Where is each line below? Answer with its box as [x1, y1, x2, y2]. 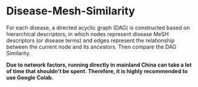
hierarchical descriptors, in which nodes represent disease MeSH [6, 30, 169, 37]
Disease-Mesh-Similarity [6, 4, 135, 18]
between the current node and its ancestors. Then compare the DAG [6, 43, 177, 50]
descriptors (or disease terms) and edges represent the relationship [6, 37, 175, 44]
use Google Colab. [6, 74, 54, 81]
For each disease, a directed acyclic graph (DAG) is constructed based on [6, 24, 190, 31]
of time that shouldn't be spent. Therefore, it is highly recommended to [6, 67, 188, 74]
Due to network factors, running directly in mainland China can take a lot [6, 61, 192, 68]
